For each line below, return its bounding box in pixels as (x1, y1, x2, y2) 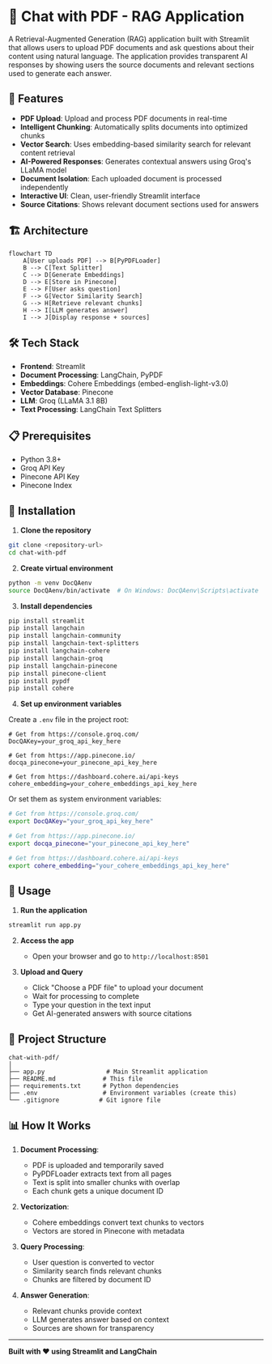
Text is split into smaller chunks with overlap (32, 1177, 181, 1187)
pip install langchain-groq (8, 654, 104, 662)
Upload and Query (19, 967, 83, 977)
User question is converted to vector (32, 1257, 155, 1267)
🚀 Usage (8, 884, 51, 898)
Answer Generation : (19, 1290, 90, 1300)
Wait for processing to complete (32, 992, 140, 1001)
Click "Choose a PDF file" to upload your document (32, 983, 204, 992)
